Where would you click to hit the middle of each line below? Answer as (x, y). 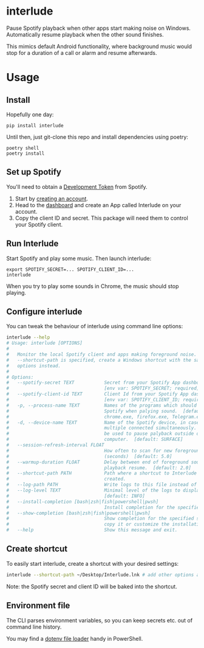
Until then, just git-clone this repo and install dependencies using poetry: (97, 137)
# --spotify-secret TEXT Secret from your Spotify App (93, 383)
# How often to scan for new (89, 451)
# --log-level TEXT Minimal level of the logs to (93, 490)
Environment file (38, 606)
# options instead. (34, 366)
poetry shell (23, 148)
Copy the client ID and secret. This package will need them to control (101, 218)
